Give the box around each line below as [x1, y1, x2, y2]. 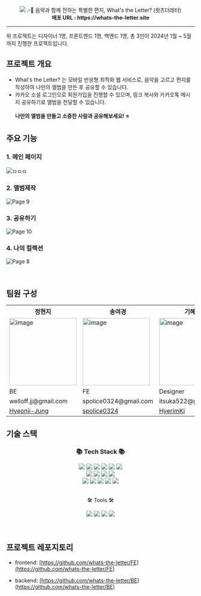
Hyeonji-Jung [9, 407, 49, 415]
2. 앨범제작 [6, 184, 36, 192]
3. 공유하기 [6, 214, 36, 222]
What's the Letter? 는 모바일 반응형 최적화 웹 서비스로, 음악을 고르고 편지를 [14, 76, 191, 83]
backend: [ [14, 577, 42, 584]
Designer [159, 387, 185, 396]
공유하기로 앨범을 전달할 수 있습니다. [21, 98, 106, 105]
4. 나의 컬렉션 [6, 244, 44, 253]
